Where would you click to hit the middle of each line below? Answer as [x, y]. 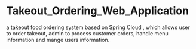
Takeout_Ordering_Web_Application [98, 11]
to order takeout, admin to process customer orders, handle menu [87, 33]
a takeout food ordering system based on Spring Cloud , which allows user [98, 27]
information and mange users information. [58, 40]
